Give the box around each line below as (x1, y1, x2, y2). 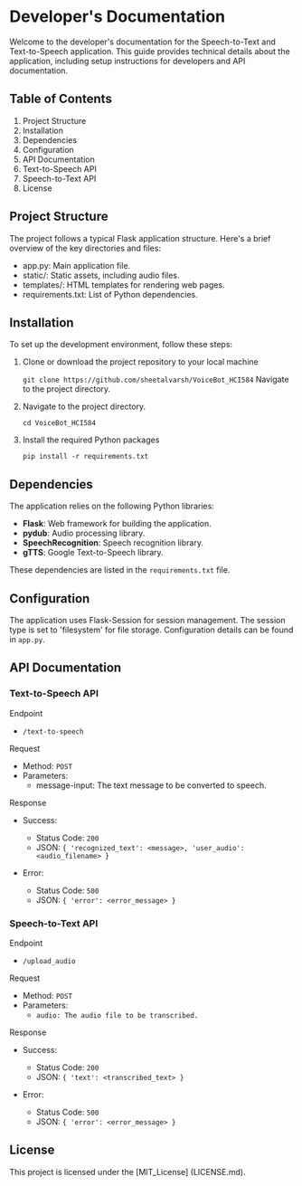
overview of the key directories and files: (9, 242, 161, 253)
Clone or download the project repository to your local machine (22, 356, 260, 367)
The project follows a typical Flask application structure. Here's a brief (9, 232, 271, 243)
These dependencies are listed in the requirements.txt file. (9, 565, 231, 575)
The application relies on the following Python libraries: (9, 500, 214, 512)
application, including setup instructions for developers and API (9, 55, 246, 66)
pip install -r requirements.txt (22, 452, 149, 461)
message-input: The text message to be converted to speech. (35, 780, 267, 791)
